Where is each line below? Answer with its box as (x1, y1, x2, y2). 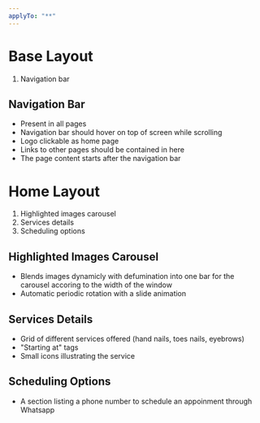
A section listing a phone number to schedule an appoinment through (19, 396, 253, 406)
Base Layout (8, 46, 93, 65)
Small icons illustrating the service (19, 351, 136, 360)
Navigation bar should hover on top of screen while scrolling (19, 128, 223, 137)
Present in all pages (19, 119, 87, 129)
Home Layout (8, 182, 100, 200)
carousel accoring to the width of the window (19, 280, 173, 290)
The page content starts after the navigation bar (19, 154, 181, 164)
